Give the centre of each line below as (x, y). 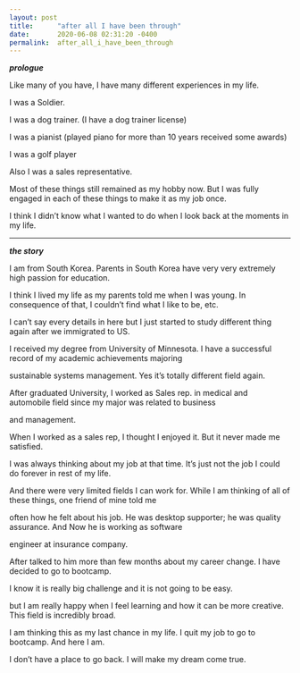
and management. (42, 420)
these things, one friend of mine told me (83, 501)
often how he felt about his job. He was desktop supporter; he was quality (145, 517)
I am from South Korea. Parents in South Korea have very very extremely (142, 268)
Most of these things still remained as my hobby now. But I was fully (134, 189)
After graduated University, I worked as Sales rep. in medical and (129, 393)
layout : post (33, 17)
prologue (26, 68)
